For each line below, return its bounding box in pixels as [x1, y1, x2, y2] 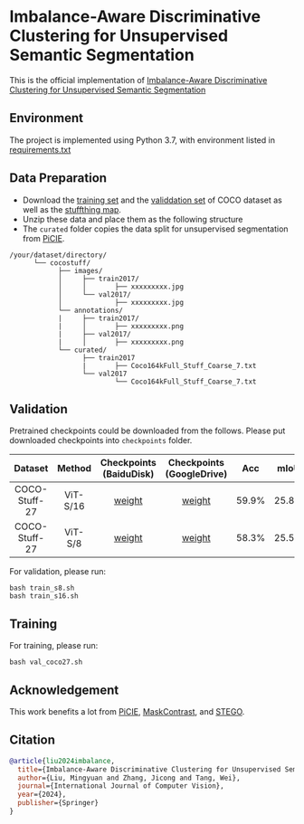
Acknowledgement [9, 682, 119, 697]
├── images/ [57, 266, 103, 275]
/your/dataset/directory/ [9, 251, 107, 260]
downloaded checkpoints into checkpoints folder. [9, 435, 193, 446]
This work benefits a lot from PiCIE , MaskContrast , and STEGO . [9, 706, 245, 716]
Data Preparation [9, 170, 107, 186]
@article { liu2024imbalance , [9, 756, 116, 765]
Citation [9, 733, 56, 748]
